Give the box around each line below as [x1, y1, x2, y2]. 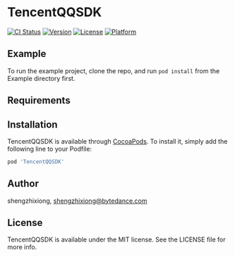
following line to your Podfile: [7, 144, 92, 153]
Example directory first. [7, 74, 76, 82]
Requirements [7, 94, 71, 106]
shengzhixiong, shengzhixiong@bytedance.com [7, 196, 147, 205]
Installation [7, 118, 58, 130]
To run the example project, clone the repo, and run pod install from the [7, 66, 220, 75]
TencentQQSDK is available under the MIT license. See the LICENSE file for [7, 235, 226, 244]
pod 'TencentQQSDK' [7, 158, 65, 165]
